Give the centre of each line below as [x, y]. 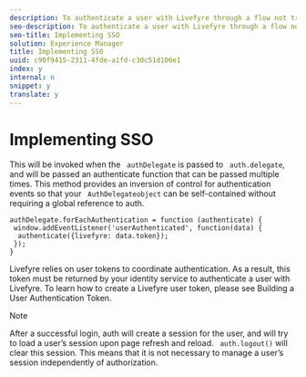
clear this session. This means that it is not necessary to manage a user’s [147, 353]
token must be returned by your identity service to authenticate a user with [150, 278]
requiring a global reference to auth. [77, 204]
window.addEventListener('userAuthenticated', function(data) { [138, 228]
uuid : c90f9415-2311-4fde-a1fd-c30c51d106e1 [95, 60]
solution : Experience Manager [67, 43]
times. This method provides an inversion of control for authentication [140, 184]
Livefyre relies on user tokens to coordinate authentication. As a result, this [150, 269]
